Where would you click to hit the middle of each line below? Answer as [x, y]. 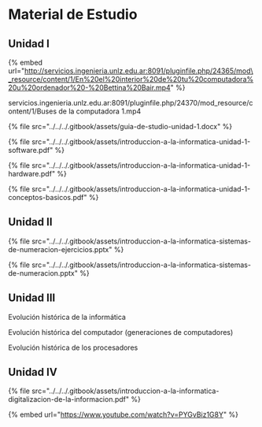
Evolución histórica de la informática [67, 317]
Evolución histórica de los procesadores [73, 347]
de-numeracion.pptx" [43, 273]
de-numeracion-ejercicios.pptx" [60, 249]
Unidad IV [33, 372]
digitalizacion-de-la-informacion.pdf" [69, 399]
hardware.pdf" [32, 174]
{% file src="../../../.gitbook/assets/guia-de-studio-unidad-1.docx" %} [120, 126]
